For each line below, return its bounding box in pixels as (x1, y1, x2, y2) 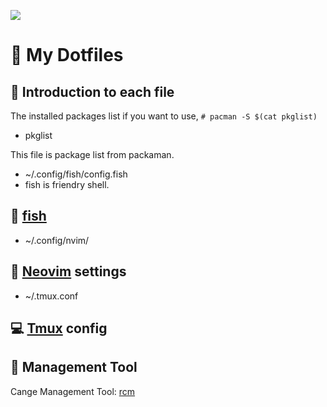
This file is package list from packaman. (10, 149, 175, 160)
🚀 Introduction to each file (10, 83, 175, 100)
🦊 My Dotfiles (10, 44, 124, 67)
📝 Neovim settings (10, 263, 127, 280)
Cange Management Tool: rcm (10, 385, 136, 397)
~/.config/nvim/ (24, 234, 90, 246)
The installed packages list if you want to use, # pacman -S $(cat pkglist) (10, 110, 318, 122)
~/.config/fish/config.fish (24, 168, 128, 180)
